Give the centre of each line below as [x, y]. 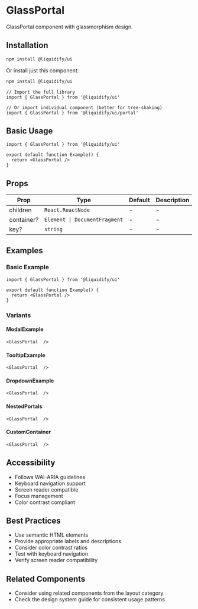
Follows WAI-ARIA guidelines [50, 477]
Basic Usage [30, 131]
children [20, 210]
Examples [25, 251]
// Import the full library [41, 92]
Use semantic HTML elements [51, 535]
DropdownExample [30, 381]
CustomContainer [29, 432]
